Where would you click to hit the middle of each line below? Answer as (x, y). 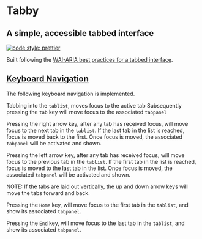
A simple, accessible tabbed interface (80, 33)
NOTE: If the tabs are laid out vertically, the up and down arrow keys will (97, 186)
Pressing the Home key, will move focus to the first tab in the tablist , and (97, 205)
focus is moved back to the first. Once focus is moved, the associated (94, 137)
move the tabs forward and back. (48, 193)
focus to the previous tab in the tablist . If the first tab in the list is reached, (101, 161)
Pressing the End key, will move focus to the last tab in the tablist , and (95, 223)
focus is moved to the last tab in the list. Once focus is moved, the (89, 168)
